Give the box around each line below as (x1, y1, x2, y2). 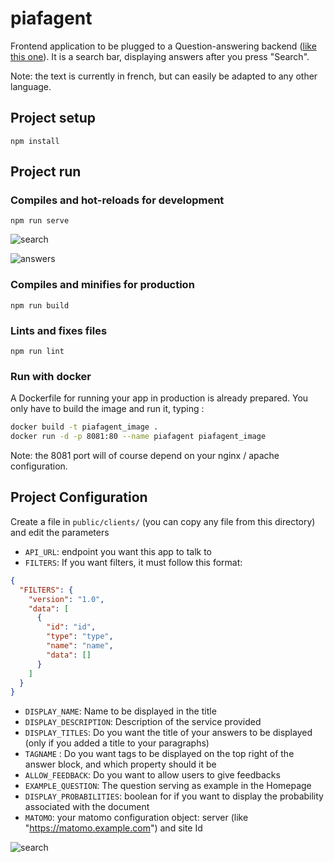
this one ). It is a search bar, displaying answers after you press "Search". (10, 50, 310, 62)
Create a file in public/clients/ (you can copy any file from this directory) (10, 515, 316, 527)
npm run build (10, 300, 70, 311)
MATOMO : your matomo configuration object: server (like (24, 812, 249, 824)
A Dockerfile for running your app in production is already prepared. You (10, 392, 309, 404)
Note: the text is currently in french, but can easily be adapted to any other (10, 70, 318, 82)
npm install (10, 136, 60, 146)
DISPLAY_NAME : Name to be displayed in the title (24, 705, 217, 717)
